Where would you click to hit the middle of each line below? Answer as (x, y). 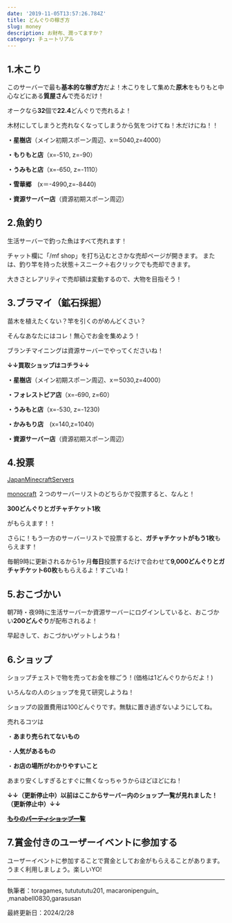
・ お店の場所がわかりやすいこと (52, 766)
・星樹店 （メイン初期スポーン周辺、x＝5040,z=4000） (86, 140)
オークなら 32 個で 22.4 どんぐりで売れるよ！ (69, 110)
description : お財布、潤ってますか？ (55, 33)
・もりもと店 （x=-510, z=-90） (52, 155)
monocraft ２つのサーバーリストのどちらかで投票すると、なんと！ (101, 494)
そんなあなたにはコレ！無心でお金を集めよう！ (74, 335)
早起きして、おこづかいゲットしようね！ (65, 635)
